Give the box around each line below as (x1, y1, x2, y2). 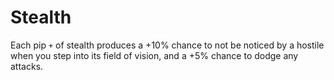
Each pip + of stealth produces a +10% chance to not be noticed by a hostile (10, 39, 325, 51)
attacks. (10, 60, 44, 72)
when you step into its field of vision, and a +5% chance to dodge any (10, 49, 299, 61)
